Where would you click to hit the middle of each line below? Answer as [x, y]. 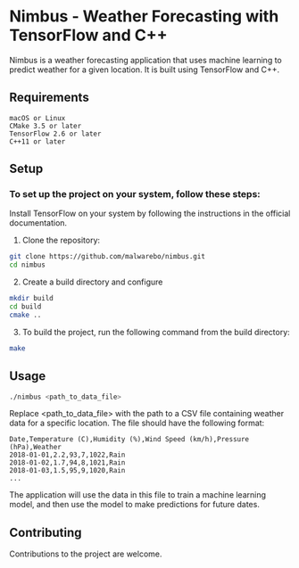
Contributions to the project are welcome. [86, 554]
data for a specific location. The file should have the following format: [137, 423]
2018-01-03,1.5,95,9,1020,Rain [67, 471]
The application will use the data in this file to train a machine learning [137, 495]
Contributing [46, 532]
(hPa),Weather [36, 448]
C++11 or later [37, 141]
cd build [25, 307]
